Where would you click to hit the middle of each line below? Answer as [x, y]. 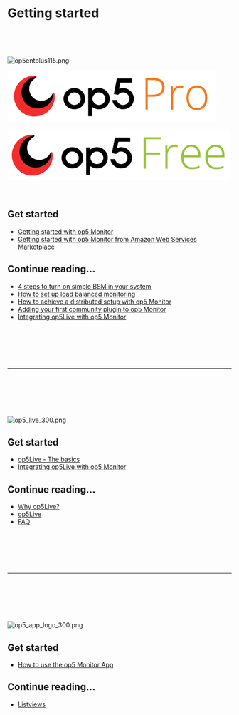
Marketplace [36, 247]
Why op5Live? [38, 507]
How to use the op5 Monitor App [65, 665]
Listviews [32, 704]
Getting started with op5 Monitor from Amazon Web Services [107, 239]
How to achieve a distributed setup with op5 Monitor [95, 302]
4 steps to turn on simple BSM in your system [84, 286]
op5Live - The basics [49, 459]
